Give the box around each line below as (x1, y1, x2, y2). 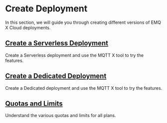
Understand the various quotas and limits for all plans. (5, 113, 116, 119)
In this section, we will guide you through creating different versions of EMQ (5, 19, 161, 25)
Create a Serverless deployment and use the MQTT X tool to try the (5, 52, 144, 58)
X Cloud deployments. (5, 24, 51, 30)
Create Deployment (5, 3, 88, 14)
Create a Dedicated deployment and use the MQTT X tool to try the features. (5, 85, 163, 91)
